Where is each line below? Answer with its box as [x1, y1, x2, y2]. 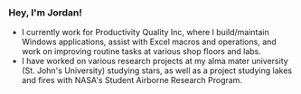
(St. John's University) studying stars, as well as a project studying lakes [21, 65, 293, 76]
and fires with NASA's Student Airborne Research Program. [21, 75, 243, 86]
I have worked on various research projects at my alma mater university [21, 56, 288, 67]
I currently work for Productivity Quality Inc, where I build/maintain [21, 27, 269, 38]
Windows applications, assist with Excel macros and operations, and [21, 36, 277, 47]
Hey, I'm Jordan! [8, 6, 83, 19]
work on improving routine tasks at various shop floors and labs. [21, 46, 261, 57]
